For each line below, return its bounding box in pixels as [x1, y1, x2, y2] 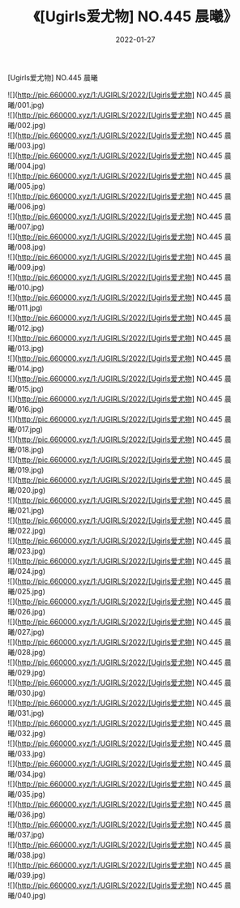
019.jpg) [17, 465, 45, 474]
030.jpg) [17, 687, 46, 697]
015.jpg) [17, 383, 45, 393]
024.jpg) [17, 566, 46, 576]
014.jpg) [17, 363, 45, 373]
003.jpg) [17, 140, 46, 150]
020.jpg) [17, 485, 46, 495]
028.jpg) [17, 647, 46, 657]
